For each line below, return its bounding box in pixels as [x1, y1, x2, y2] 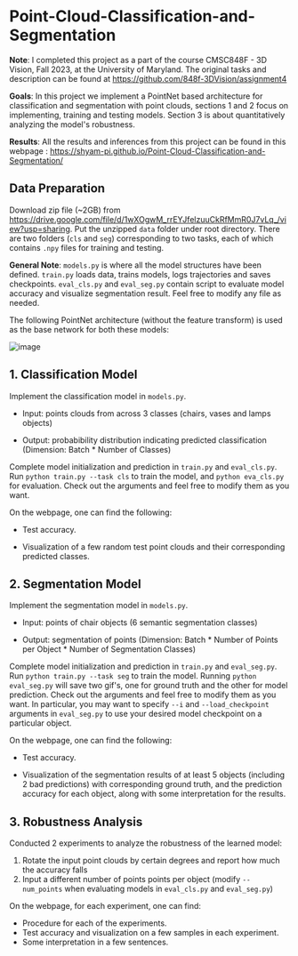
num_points [21, 885, 63, 895]
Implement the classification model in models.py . [9, 390, 187, 401]
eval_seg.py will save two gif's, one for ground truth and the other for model [9, 680, 288, 691]
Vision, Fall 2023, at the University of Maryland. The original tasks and [9, 64, 267, 75]
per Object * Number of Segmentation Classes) [21, 644, 197, 655]
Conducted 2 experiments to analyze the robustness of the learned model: [9, 838, 283, 848]
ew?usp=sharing [9, 223, 71, 234]
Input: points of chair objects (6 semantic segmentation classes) [21, 617, 258, 628]
